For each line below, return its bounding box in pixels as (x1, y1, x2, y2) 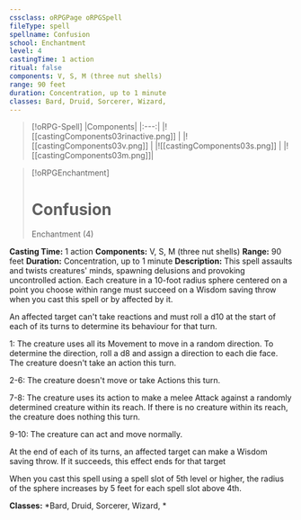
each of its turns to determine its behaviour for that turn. (9, 321, 217, 332)
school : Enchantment (9, 38, 87, 48)
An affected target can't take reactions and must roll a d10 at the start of (9, 311, 277, 322)
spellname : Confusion (9, 30, 91, 39)
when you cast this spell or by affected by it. (9, 294, 173, 305)
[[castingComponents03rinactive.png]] (31, 131, 177, 142)
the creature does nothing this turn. (9, 411, 141, 423)
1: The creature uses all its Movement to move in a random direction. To (9, 338, 274, 349)
